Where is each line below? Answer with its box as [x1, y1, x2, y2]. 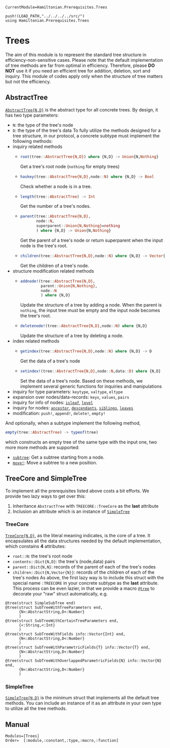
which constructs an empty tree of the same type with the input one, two [5, 439, 157, 445]
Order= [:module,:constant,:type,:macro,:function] [5, 738, 119, 743]
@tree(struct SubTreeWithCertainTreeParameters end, [5, 618, 119, 623]
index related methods [12, 338, 60, 344]
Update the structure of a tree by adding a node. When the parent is [20, 302, 162, 308]
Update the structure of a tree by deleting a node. [20, 332, 124, 339]
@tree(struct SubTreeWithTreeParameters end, [5, 605, 103, 610]
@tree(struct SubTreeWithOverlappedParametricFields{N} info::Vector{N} [5, 658, 162, 663]
